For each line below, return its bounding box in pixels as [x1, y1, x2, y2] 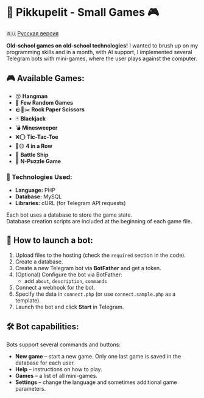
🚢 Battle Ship [15, 151, 49, 158]
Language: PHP [15, 187, 56, 194]
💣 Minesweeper [15, 124, 58, 131]
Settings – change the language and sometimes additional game [15, 379, 178, 386]
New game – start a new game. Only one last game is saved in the [15, 352, 181, 360]
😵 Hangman [15, 93, 48, 100]
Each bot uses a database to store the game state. [6, 211, 133, 218]
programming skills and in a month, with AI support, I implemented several [6, 48, 192, 55]
